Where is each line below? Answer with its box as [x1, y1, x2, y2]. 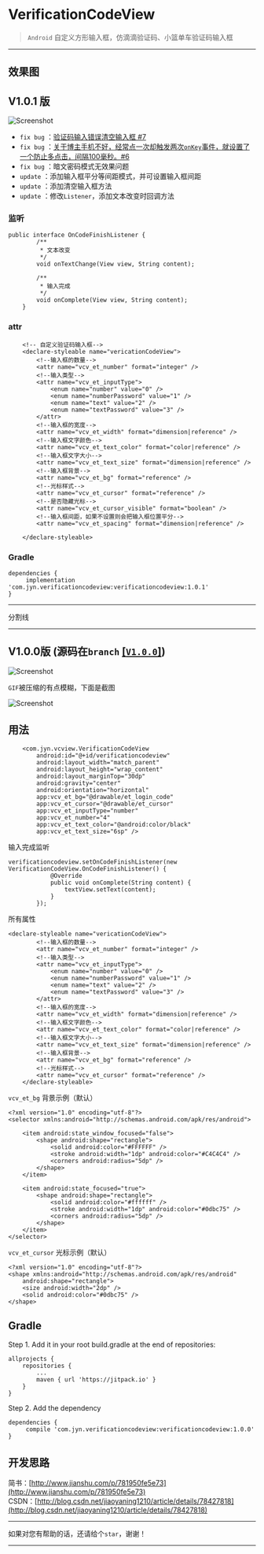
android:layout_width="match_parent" [36, 758, 159, 766]
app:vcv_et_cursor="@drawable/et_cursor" [36, 800, 174, 808]
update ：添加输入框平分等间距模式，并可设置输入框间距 [19, 172, 202, 181]
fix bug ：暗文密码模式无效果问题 [19, 162, 130, 171]
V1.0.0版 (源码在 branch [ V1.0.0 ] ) [8, 645, 166, 659]
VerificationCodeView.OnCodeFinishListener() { [8, 864, 167, 872]
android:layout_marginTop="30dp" [36, 772, 146, 780]
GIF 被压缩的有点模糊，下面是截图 [8, 682, 115, 692]
